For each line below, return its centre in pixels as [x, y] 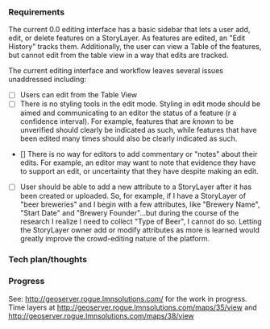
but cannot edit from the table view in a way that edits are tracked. [118, 56]
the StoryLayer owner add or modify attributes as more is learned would [140, 230]
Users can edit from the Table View [79, 95]
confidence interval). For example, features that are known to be [127, 121]
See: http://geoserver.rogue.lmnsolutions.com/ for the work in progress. [128, 298]
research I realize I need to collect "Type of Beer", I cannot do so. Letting [141, 222]
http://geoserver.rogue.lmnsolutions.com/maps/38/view [102, 315]
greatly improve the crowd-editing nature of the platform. [115, 239]
